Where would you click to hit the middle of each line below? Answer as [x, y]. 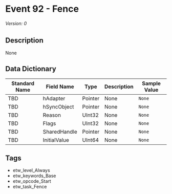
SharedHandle [60, 132]
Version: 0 [16, 23]
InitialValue [56, 140]
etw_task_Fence [30, 187]
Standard [23, 83]
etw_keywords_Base [34, 176]
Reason [52, 115]
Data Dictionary [31, 69]
